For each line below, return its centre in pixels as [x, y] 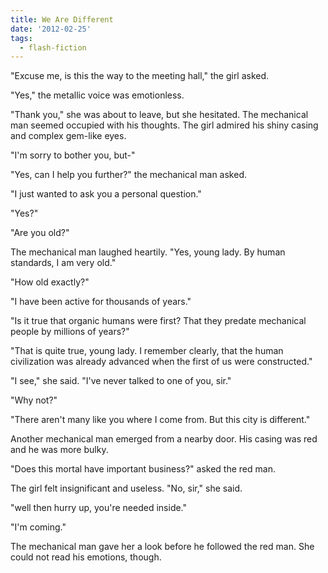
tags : [21, 38]
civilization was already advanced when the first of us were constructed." [161, 362]
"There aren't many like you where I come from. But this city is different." [160, 420]
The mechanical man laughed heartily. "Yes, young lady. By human [148, 252]
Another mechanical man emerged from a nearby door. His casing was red [164, 439]
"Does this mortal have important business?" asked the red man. [143, 469]
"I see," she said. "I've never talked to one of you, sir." [121, 381]
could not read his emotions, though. [86, 557]
